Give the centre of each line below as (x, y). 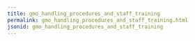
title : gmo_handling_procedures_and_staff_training (84, 14)
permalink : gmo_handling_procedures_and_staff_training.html (98, 20)
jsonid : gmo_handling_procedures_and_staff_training (85, 26)
